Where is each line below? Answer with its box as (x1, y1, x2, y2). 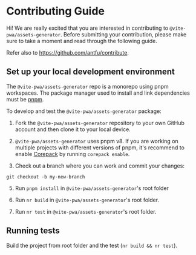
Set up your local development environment (6, 67, 175, 77)
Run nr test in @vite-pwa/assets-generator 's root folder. (15, 208, 157, 215)
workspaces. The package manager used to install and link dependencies (6, 89, 191, 97)
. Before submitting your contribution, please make (60, 30, 187, 38)
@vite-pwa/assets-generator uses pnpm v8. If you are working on (15, 137, 178, 144)
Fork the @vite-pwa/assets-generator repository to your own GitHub (15, 119, 185, 126)
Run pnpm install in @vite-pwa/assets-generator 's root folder (15, 184, 169, 192)
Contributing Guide (6, 4, 105, 18)
